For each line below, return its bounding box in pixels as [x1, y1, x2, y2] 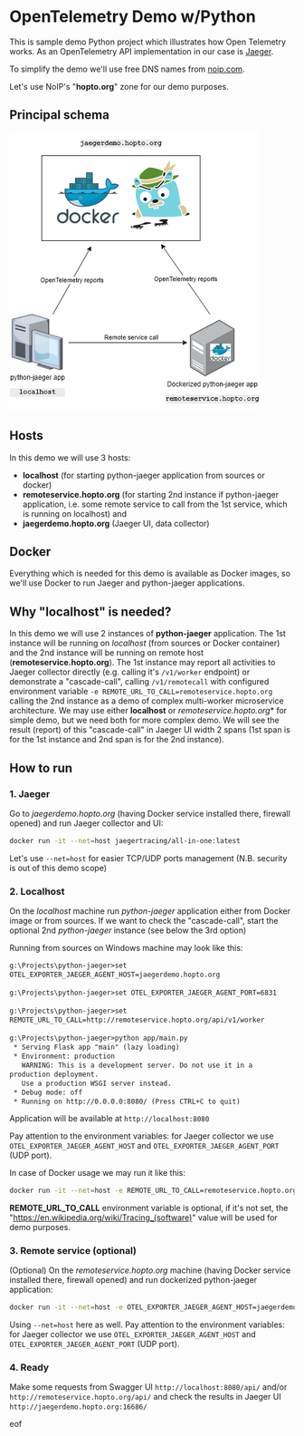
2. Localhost [9, 885, 65, 897]
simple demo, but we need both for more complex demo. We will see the [9, 714, 280, 726]
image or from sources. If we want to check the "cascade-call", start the [9, 916, 279, 927]
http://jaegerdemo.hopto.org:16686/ [9, 1402, 147, 1412]
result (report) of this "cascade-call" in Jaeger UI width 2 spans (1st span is [9, 724, 291, 735]
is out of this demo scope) [9, 862, 107, 873]
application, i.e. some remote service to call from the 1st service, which [22, 499, 288, 509]
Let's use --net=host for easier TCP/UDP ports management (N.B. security [9, 852, 288, 863]
